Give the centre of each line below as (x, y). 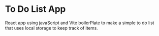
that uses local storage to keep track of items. (52, 28)
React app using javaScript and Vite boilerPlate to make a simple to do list (79, 23)
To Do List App (35, 9)
